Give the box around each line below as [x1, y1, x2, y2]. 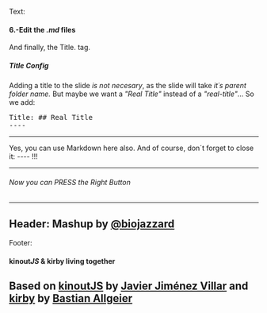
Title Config [9, 60, 49, 70]
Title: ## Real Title [9, 113, 93, 122]
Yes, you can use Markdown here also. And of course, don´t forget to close [9, 143, 254, 153]
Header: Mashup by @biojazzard [9, 217, 175, 230]
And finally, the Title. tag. [9, 43, 90, 52]
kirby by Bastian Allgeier [9, 292, 133, 305]
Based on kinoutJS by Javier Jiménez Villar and [9, 280, 249, 293]
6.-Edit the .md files [9, 25, 76, 34]
